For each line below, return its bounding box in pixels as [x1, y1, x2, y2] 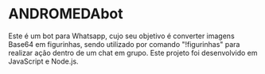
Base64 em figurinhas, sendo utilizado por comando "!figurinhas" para [8, 39, 240, 49]
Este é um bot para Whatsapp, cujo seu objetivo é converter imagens [8, 31, 235, 41]
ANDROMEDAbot [8, 5, 123, 23]
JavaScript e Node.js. [8, 56, 79, 66]
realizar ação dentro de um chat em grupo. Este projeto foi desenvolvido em [8, 48, 258, 57]
